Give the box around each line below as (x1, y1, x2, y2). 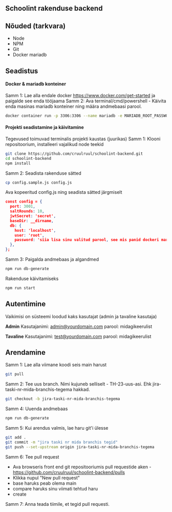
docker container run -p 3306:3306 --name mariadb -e (5, 113, 123, 118)
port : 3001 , (10, 204, 36, 209)
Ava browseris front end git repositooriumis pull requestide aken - (12, 464, 152, 470)
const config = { (5, 199, 42, 205)
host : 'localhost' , (14, 228, 56, 233)
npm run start (5, 285, 36, 290)
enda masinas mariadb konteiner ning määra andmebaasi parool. (5, 103, 142, 109)
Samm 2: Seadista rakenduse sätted (5, 170, 82, 176)
